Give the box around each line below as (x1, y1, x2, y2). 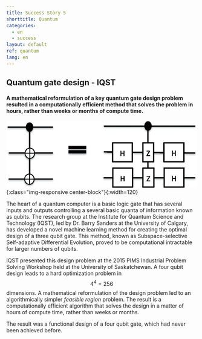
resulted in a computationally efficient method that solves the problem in (6, 100, 194, 108)
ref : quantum (6, 48, 39, 54)
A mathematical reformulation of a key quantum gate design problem (6, 94, 183, 102)
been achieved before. (6, 327, 62, 334)
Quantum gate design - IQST (6, 77, 116, 88)
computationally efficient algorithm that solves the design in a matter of (6, 302, 184, 309)
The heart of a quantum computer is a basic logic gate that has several (6, 200, 183, 207)
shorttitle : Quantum (6, 16, 59, 22)
